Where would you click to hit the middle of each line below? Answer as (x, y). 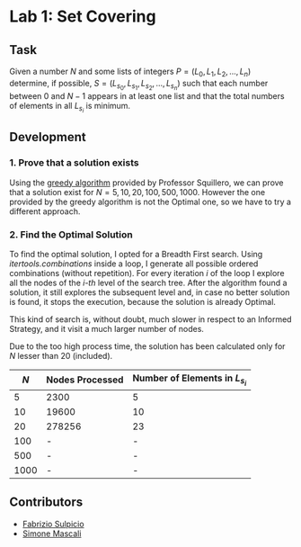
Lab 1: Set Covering (83, 17)
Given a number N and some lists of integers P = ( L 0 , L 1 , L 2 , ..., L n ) (130, 72)
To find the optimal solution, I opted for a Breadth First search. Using (136, 255)
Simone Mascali (52, 534)
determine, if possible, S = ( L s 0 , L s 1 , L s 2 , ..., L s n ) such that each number (139, 85)
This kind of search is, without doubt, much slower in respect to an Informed (150, 319)
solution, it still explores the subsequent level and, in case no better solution (150, 292)
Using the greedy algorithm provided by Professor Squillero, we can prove (147, 183)
